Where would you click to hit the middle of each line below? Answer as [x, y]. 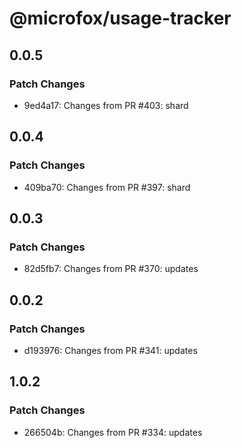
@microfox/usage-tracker [120, 18]
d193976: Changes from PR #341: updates [110, 350]
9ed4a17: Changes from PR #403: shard [106, 105]
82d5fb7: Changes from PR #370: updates [111, 269]
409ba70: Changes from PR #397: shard [107, 187]
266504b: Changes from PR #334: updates [113, 432]
